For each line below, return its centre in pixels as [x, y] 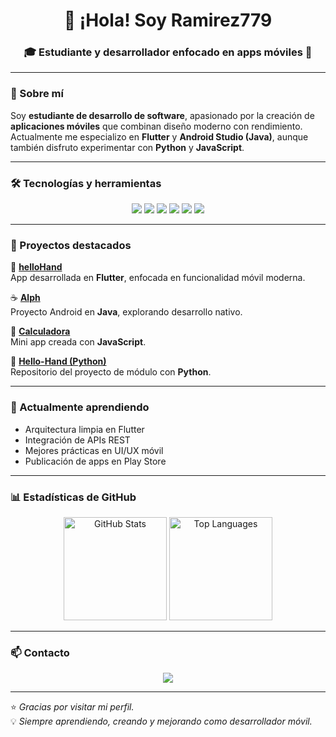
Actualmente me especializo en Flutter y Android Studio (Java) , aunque [159, 136]
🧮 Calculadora [40, 331]
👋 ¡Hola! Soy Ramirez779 [168, 20]
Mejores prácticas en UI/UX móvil [94, 450]
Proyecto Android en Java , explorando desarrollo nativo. [126, 312]
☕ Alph [25, 298]
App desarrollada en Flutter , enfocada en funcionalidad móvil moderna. [158, 278]
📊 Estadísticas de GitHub [73, 497]
